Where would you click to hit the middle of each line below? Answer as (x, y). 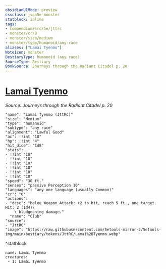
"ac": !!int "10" (23, 137)
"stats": (14, 150)
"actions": (17, 199)
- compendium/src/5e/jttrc (34, 29)
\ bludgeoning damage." (39, 212)
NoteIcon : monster (24, 52)
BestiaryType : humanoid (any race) (43, 57)
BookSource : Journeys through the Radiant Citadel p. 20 (66, 66)
